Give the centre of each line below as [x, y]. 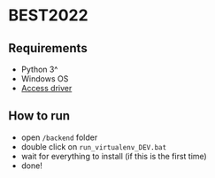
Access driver [46, 88]
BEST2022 [49, 15]
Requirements [48, 48]
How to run [39, 116]
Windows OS [45, 79]
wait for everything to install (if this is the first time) [114, 156]
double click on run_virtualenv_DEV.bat [94, 146]
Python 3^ [39, 69]
